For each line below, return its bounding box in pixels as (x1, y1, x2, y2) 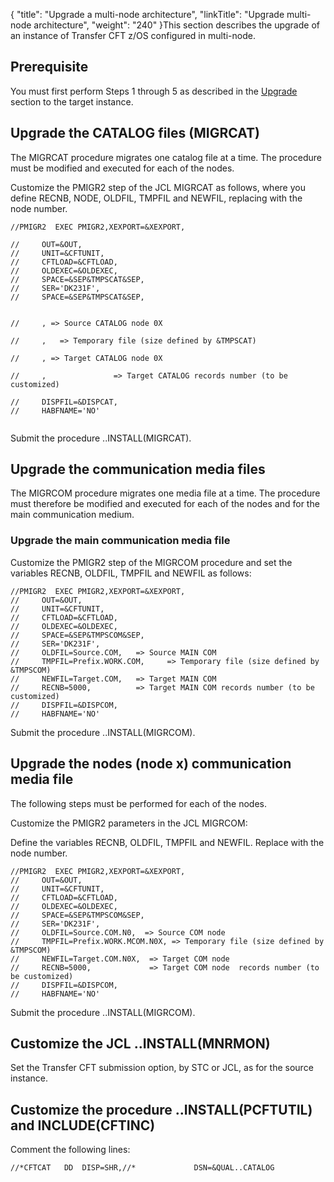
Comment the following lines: (10, 1144, 131, 1156)
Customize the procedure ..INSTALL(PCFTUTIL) (10, 1101, 313, 1118)
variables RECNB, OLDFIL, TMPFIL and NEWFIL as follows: (10, 567, 252, 579)
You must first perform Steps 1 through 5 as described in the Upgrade (10, 85, 298, 97)
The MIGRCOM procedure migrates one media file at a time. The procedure (10, 487, 321, 499)
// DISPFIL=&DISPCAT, (10, 397, 118, 407)
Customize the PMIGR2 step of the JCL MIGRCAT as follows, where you (10, 181, 306, 193)
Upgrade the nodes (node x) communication (10, 755, 292, 773)
